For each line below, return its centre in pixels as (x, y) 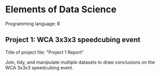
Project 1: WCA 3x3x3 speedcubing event (73, 40)
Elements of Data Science (61, 9)
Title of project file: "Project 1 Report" (45, 52)
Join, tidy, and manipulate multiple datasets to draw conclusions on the (80, 62)
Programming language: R (33, 24)
